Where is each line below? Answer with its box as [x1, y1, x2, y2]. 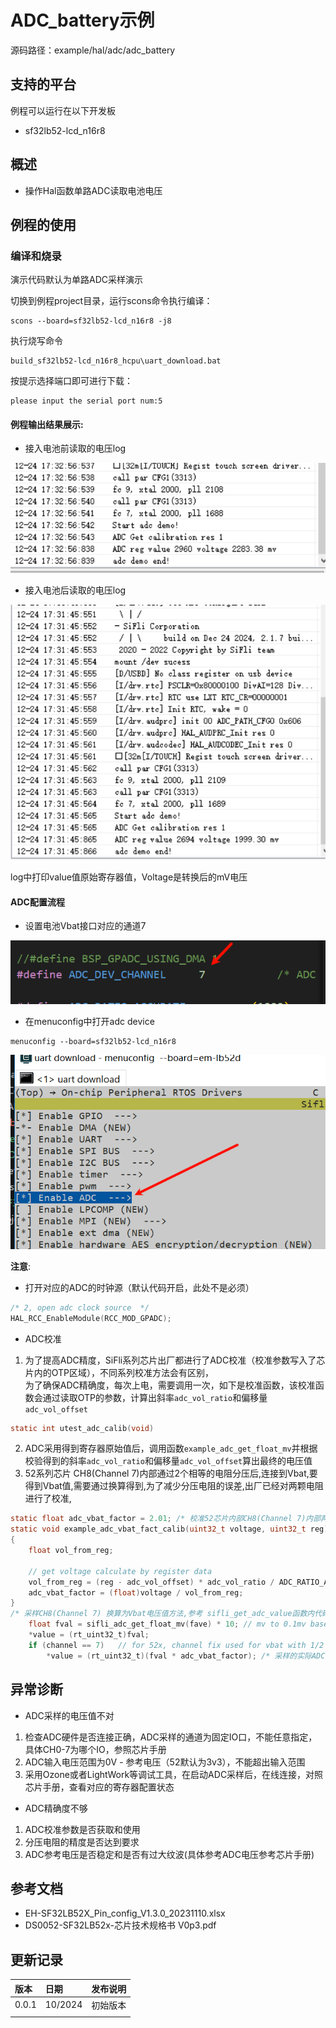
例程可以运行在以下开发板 [10, 104, 116, 116]
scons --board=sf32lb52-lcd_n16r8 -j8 [10, 316, 172, 326]
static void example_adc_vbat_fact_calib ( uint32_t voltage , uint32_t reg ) [10, 1524, 329, 1535]
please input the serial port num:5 [10, 396, 163, 406]
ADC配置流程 [10, 896, 65, 908]
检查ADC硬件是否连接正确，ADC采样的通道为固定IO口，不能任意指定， [24, 1731, 318, 1743]
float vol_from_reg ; [28, 1546, 114, 1556]
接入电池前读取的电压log [24, 442, 127, 455]
